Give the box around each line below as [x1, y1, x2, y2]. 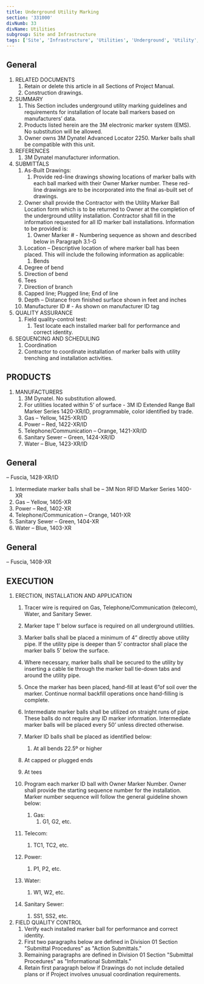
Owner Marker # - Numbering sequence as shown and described [33, 231, 197, 238]
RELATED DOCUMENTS [15, 76, 75, 83]
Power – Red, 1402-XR [15, 505, 72, 512]
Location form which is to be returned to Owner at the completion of [24, 205, 195, 213]
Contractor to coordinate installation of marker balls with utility [24, 348, 181, 355]
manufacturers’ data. [24, 115, 77, 122]
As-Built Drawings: [24, 166, 72, 174]
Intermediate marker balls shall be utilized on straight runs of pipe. [24, 708, 190, 716]
